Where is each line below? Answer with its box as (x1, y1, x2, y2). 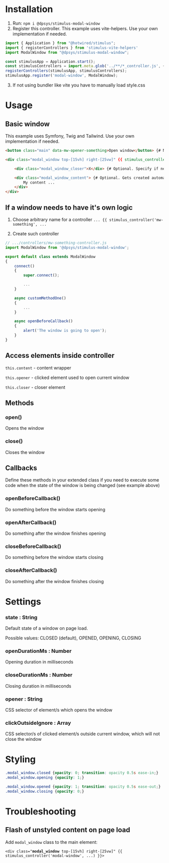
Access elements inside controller (5, 351, 115, 360)
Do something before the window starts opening (5, 506, 106, 512)
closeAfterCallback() (5, 567, 57, 574)
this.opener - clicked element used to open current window (5, 374, 130, 380)
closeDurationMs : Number (5, 672, 73, 679)
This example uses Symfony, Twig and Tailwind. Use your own (5, 133, 135, 139)
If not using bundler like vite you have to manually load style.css (12, 82, 145, 88)
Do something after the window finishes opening (5, 530, 106, 536)
